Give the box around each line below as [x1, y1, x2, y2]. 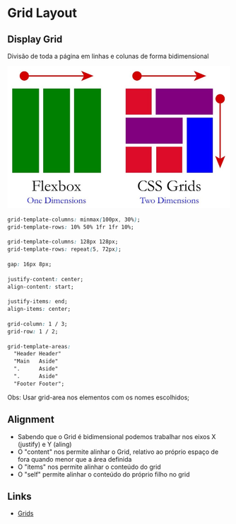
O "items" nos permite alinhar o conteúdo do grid [17, 462, 161, 471]
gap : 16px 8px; [7, 261, 52, 268]
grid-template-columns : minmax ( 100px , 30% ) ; [7, 216, 141, 223]
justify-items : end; [7, 298, 69, 305]
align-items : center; [7, 306, 71, 313]
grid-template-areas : [7, 343, 71, 350]
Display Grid [7, 33, 63, 45]
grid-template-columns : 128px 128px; [7, 239, 119, 246]
